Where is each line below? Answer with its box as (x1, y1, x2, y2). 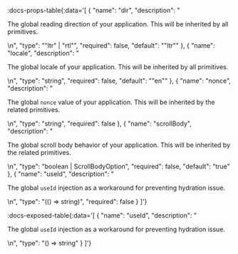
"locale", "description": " (7, 49, 80, 57)
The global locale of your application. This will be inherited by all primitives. (7, 63, 229, 71)
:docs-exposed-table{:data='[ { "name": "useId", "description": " (7, 211, 197, 220)
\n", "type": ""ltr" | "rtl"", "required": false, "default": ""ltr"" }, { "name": (7, 41, 215, 49)
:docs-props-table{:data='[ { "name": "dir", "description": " (7, 6, 180, 14)
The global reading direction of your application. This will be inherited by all (7, 20, 229, 28)
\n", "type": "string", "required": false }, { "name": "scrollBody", (7, 119, 192, 128)
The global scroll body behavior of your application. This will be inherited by (7, 141, 231, 149)
